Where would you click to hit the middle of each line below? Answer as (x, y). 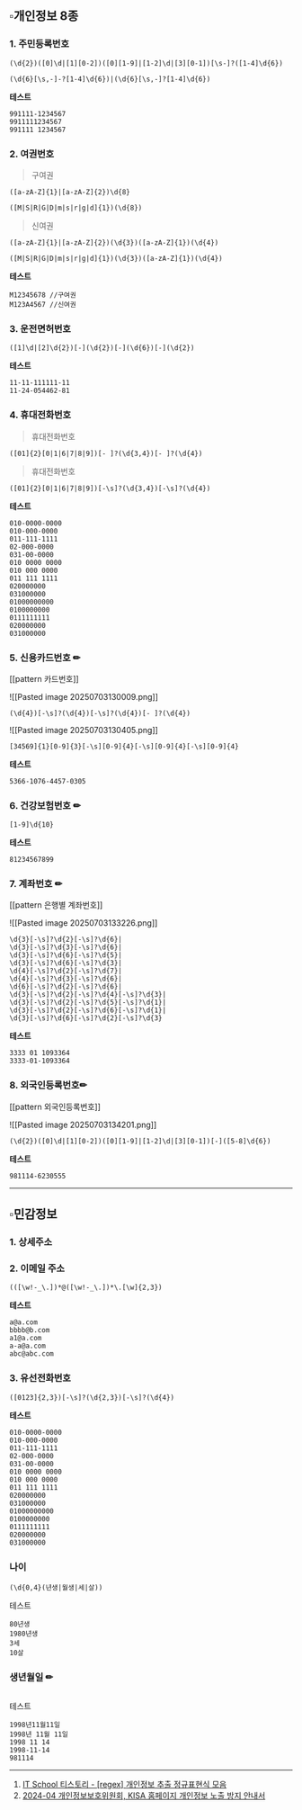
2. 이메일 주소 (37, 1268)
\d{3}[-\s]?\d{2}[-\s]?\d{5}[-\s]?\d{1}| (88, 1003)
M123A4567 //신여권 (43, 304)
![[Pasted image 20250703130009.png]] (84, 696)
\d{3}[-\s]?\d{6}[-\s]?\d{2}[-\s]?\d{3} (86, 1018)
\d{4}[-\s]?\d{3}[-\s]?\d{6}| (66, 979)
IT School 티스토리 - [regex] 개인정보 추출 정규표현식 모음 (124, 1785)
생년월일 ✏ (31, 1677)
